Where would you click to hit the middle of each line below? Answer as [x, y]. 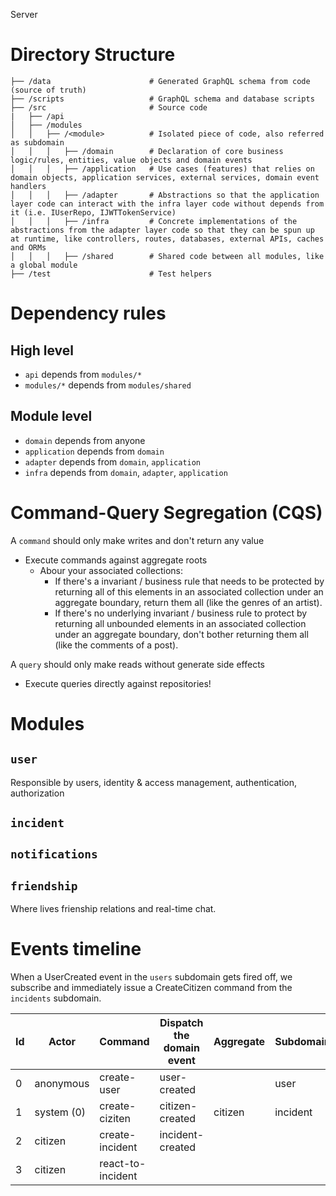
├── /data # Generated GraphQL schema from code [160, 81]
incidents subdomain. [56, 998]
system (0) [60, 1112]
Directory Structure [93, 55]
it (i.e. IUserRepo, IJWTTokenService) [93, 212]
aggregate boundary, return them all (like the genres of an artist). [188, 602]
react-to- [123, 1164]
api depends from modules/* [83, 374]
